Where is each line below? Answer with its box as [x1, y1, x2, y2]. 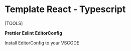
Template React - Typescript [5, 4, 126, 15]
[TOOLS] [5, 20, 23, 26]
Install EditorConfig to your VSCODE [5, 39, 80, 46]
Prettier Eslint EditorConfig [5, 30, 62, 36]
